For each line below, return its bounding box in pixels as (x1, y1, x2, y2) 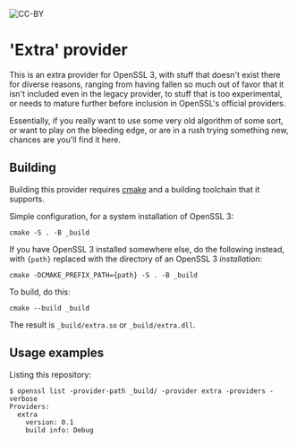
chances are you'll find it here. (9, 134, 122, 145)
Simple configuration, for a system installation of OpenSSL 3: (9, 210, 234, 221)
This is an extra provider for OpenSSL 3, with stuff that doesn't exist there (9, 69, 281, 80)
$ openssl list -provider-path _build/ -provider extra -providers (9, 386, 267, 396)
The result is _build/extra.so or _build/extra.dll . (9, 319, 196, 330)
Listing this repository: (9, 369, 92, 380)
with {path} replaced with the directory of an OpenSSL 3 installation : (9, 253, 263, 264)
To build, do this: (9, 286, 72, 297)
